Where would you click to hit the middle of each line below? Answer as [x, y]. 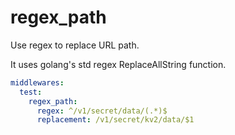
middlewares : [37, 82]
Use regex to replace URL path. [75, 45]
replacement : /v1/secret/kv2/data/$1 [115, 120]
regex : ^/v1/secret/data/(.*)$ [102, 111]
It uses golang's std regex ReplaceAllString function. [118, 64]
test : [31, 92]
